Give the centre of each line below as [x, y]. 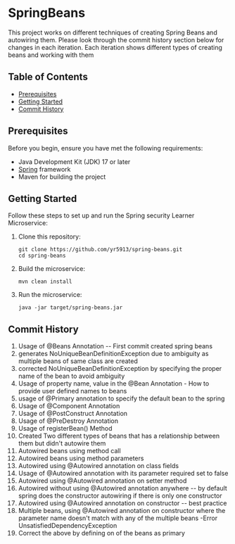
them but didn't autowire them [62, 443]
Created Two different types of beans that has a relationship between [119, 436]
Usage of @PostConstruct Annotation [73, 414]
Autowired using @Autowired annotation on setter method [102, 481]
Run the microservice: [50, 295]
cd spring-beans [42, 256]
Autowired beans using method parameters [81, 458]
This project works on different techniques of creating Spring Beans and [113, 32]
